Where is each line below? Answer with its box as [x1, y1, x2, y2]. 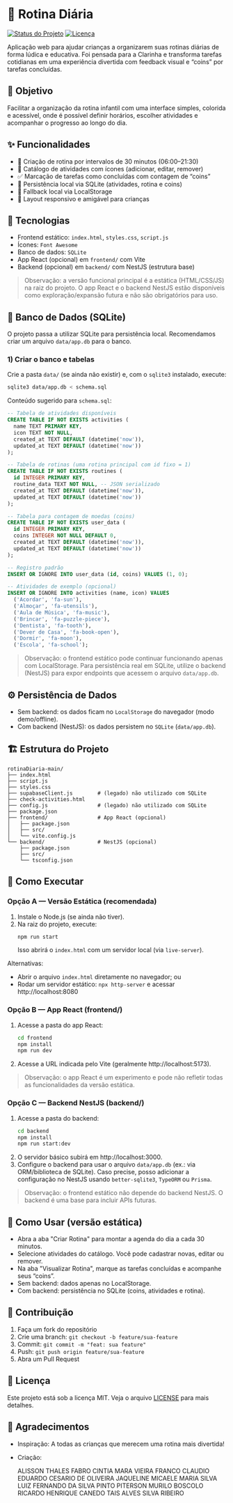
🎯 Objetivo [7, 85, 54, 97]
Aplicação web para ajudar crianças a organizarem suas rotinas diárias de [7, 42, 219, 51]
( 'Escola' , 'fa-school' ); [13, 641, 89, 648]
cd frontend [17, 1034, 52, 1041]
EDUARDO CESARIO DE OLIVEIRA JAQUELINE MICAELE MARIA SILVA [17, 1474, 218, 1482]
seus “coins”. [17, 1272, 55, 1280]
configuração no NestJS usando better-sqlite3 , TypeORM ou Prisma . [17, 1175, 212, 1183]
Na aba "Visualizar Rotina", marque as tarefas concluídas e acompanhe [17, 1264, 222, 1273]
